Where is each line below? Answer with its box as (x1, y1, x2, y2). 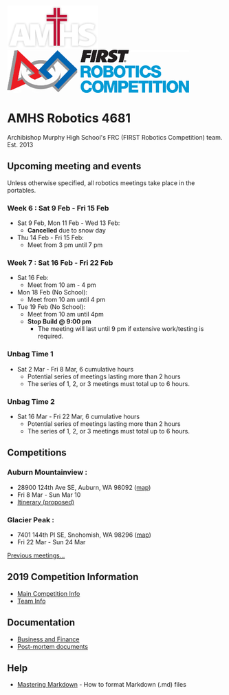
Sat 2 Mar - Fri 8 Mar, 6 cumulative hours (17, 365, 134, 373)
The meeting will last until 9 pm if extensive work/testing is (37, 325, 204, 333)
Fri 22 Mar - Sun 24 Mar (17, 537, 86, 546)
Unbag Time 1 (7, 350, 54, 359)
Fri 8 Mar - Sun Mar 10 (17, 491, 81, 499)
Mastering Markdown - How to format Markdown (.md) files (17, 681, 187, 689)
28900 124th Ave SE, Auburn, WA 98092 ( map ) (17, 483, 151, 491)
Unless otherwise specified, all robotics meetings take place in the (7, 178, 195, 187)
